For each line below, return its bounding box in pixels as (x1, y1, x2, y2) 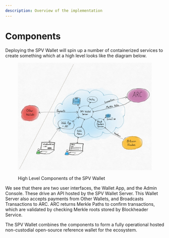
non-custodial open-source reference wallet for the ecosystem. (5, 227, 137, 233)
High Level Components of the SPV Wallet (18, 175, 105, 181)
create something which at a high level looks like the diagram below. (5, 52, 147, 58)
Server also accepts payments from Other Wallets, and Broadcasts (5, 196, 144, 202)
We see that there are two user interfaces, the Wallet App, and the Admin (5, 185, 157, 191)
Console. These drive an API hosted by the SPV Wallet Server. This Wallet (5, 190, 158, 196)
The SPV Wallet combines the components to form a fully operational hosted (5, 221, 164, 227)
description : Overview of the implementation (5, 8, 102, 13)
